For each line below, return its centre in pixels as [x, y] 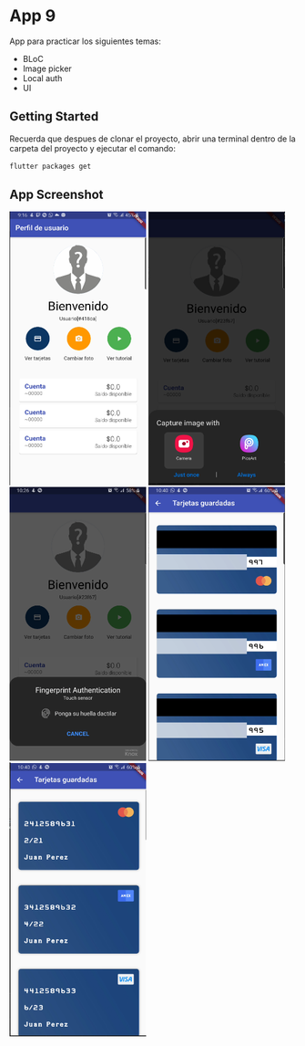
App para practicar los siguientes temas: [85, 41]
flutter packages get [51, 166]
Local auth [42, 78]
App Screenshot [56, 195]
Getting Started [54, 116]
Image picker [47, 68]
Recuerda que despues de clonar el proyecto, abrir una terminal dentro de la [152, 139]
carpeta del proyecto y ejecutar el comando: [92, 148]
